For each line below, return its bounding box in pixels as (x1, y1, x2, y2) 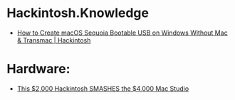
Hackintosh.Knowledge (6, 5, 149, 21)
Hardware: (6, 61, 70, 77)
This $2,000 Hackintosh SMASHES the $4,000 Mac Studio (16, 84, 189, 93)
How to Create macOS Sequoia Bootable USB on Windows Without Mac (16, 28, 229, 37)
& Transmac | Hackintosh (16, 35, 91, 44)
